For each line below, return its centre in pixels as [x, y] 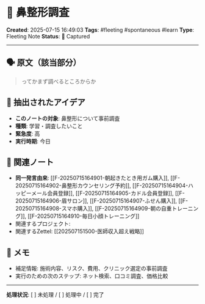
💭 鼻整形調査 [38, 13]
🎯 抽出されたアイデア [46, 102]
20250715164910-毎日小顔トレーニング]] [88, 216]
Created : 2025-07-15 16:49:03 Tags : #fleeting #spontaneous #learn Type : [100, 30]
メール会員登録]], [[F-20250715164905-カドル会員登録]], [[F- [108, 194]
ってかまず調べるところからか [59, 81]
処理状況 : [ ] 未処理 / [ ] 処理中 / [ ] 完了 [56, 295]
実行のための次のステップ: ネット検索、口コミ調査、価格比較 [92, 276]
